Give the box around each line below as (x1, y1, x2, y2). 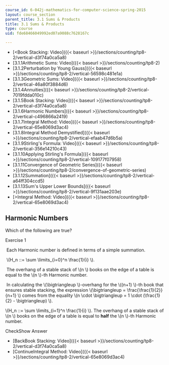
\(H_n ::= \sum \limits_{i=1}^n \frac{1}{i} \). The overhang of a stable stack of (5, 307, 164, 314)
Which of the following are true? (5, 227, 72, 233)
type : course (5, 26, 33, 31)
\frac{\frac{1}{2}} (126, 287, 163, 293)
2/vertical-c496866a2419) (12, 114, 68, 119)
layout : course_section (5, 12, 56, 17)
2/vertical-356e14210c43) (12, 146, 67, 151)
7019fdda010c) (12, 92, 44, 98)
